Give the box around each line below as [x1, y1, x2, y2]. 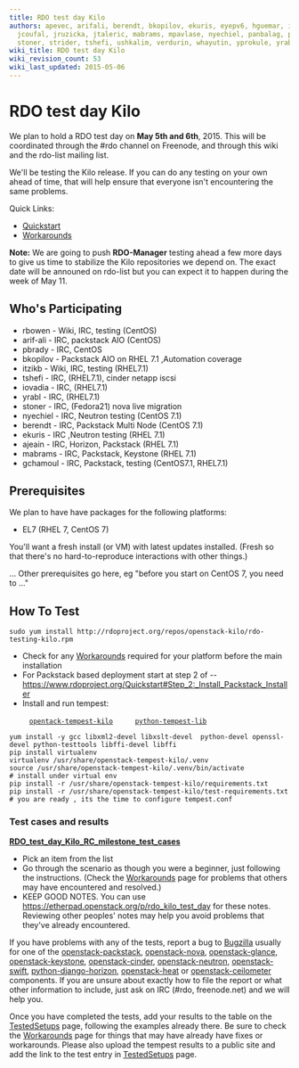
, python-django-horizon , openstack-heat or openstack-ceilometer [26, 965, 271, 976]
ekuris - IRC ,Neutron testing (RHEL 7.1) [21, 429, 166, 440]
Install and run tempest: [21, 698, 109, 709]
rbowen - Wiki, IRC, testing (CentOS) [21, 325, 158, 335]
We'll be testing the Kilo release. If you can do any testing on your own [9, 167, 268, 177]
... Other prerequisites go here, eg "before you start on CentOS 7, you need [9, 568, 284, 579]
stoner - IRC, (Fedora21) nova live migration [21, 400, 182, 411]
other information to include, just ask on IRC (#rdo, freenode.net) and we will [9, 984, 290, 995]
